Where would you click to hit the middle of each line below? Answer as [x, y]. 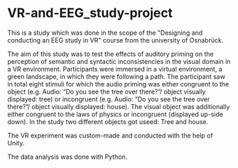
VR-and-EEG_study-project [90, 13]
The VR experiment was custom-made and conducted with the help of [110, 135]
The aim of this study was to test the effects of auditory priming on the [111, 54]
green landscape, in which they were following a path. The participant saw [117, 77]
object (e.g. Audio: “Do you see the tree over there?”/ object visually [107, 91]
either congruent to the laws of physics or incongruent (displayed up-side [115, 114]
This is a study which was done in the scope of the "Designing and [105, 33]
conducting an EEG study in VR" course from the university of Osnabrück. [115, 40]
